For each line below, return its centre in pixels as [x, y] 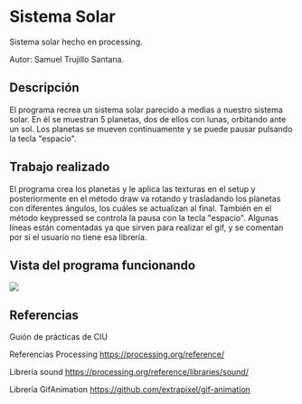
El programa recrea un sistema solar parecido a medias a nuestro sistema [146, 110]
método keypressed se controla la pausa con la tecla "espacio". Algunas [144, 217]
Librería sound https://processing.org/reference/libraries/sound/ [129, 372]
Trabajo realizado [60, 167]
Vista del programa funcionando [103, 265]
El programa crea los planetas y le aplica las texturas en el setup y [132, 188]
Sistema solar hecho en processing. [76, 42]
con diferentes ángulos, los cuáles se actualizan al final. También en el [141, 208]
